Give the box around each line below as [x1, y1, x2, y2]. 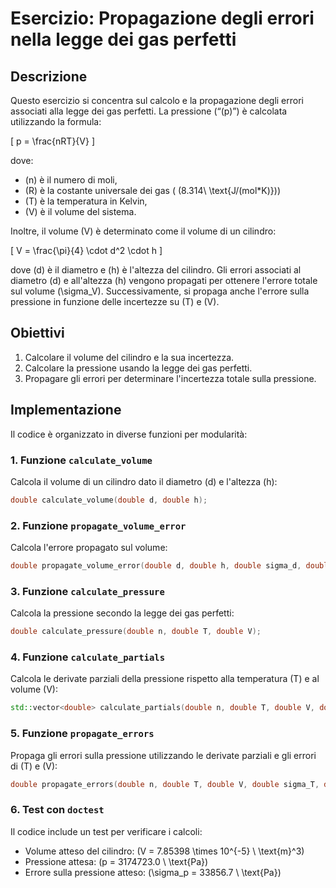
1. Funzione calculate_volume [10, 453, 153, 467]
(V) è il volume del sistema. [24, 206, 137, 217]
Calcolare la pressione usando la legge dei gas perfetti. [24, 362, 253, 374]
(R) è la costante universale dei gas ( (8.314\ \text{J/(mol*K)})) [24, 185, 282, 196]
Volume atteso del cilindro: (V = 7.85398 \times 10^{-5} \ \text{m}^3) [24, 845, 305, 857]
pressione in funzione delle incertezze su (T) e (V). [10, 296, 220, 307]
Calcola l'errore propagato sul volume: [10, 542, 168, 554]
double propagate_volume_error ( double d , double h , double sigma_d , [10, 561, 302, 571]
